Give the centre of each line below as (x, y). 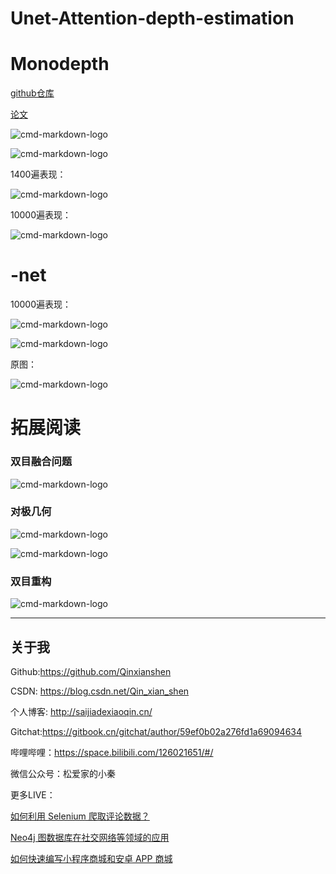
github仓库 (32, 93)
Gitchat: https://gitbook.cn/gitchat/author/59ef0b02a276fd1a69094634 (156, 731)
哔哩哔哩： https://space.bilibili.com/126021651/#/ (112, 752)
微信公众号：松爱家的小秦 (63, 773)
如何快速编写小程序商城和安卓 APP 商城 (91, 858)
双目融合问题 (41, 462)
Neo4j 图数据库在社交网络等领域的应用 (90, 837)
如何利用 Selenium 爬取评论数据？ (80, 816)
